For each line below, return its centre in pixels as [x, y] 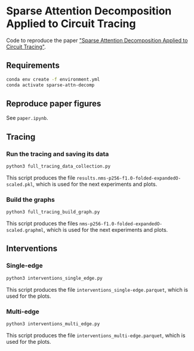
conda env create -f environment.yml [53, 79]
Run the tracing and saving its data [58, 154]
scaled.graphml [25, 231]
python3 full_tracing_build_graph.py [53, 212]
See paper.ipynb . [27, 118]
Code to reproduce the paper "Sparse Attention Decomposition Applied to [97, 40]
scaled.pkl [20, 184]
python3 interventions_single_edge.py [54, 278]
